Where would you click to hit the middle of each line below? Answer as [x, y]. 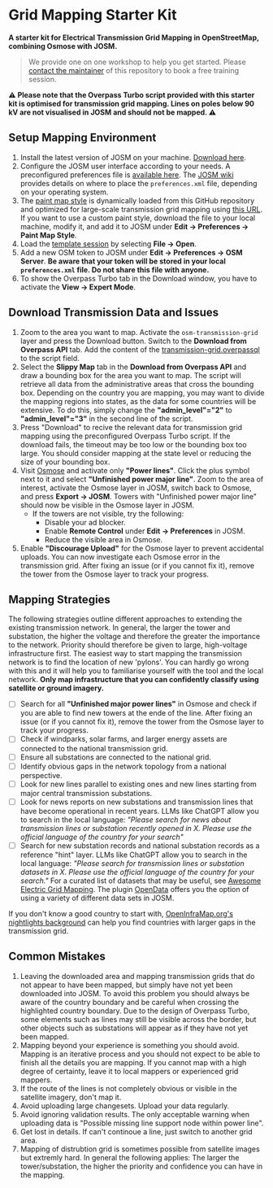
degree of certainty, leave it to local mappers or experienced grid [129, 1071]
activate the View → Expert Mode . [78, 287]
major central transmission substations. [86, 793]
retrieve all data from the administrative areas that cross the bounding [137, 384]
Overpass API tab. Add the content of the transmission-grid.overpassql [140, 349]
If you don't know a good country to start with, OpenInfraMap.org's [121, 913]
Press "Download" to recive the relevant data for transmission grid [131, 427]
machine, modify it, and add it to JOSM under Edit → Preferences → [134, 226]
